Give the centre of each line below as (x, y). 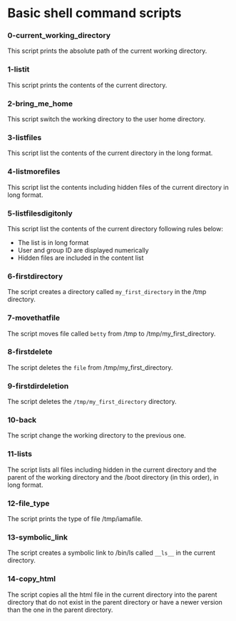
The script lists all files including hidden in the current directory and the (112, 470)
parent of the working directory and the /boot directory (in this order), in (113, 477)
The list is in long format (53, 242)
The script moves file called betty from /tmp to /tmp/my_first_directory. (112, 333)
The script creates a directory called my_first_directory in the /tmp (107, 292)
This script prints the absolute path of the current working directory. (107, 51)
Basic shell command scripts (94, 13)
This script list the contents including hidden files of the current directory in (118, 187)
